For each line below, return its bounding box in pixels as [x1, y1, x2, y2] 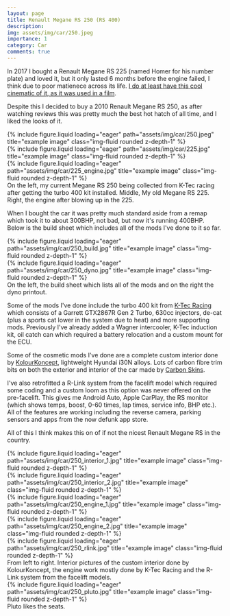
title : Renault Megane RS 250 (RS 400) [7, 16, 121, 23]
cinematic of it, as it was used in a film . [7, 88, 117, 97]
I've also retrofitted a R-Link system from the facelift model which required [7, 379, 218, 387]
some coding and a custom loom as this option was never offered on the [7, 386, 212, 394]
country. [7, 436, 31, 444]
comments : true [7, 49, 51, 56]
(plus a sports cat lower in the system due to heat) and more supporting [7, 316, 210, 324]
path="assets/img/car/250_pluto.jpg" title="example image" [7, 587, 176, 595]
